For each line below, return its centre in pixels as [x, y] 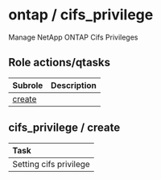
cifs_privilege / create [64, 128]
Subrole [28, 85]
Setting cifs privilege [51, 164]
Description [74, 85]
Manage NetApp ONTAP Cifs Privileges [73, 37]
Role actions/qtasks [60, 63]
